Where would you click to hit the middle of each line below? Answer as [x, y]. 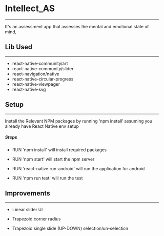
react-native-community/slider [43, 68]
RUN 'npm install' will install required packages [59, 150]
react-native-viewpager [36, 84]
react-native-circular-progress [43, 79]
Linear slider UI [27, 210]
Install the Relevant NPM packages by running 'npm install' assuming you [79, 121]
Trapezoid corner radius [36, 219]
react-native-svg [29, 89]
